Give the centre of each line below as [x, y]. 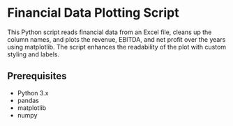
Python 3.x [33, 93]
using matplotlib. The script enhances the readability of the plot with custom [117, 47]
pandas [28, 100]
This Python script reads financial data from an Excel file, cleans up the [110, 32]
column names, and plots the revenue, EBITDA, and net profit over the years [116, 39]
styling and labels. [33, 54]
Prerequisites [37, 76]
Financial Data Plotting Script [93, 13]
